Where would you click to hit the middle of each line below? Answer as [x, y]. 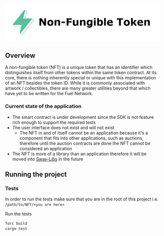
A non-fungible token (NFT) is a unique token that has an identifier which [79, 67]
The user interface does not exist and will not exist [63, 128]
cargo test [16, 229]
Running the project [36, 174]
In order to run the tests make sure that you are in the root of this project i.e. [82, 199]
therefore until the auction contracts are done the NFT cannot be [85, 143]
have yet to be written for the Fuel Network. [49, 94]
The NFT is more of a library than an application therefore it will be [79, 154]
